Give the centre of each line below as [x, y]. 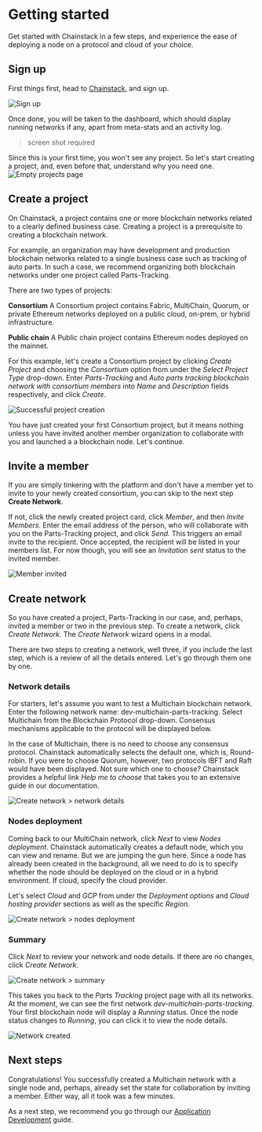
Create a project [48, 199]
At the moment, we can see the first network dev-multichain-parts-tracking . [131, 1004]
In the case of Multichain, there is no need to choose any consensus [118, 744]
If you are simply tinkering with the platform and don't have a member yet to [131, 485]
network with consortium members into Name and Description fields [118, 386]
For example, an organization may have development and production [119, 250]
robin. [18, 761]
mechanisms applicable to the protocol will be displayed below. [110, 729]
